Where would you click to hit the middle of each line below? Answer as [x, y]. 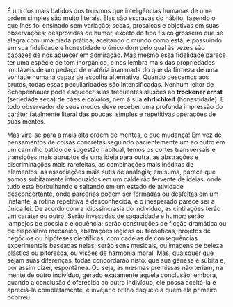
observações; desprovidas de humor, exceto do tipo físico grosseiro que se [115, 33]
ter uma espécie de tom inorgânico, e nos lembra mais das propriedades [111, 62]
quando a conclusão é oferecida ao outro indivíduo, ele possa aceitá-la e [112, 282]
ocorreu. [19, 297]
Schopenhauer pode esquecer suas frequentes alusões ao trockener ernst [115, 92]
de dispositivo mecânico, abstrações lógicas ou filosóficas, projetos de [109, 231]
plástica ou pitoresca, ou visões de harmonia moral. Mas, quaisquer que [111, 253]
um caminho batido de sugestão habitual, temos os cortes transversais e [111, 150]
